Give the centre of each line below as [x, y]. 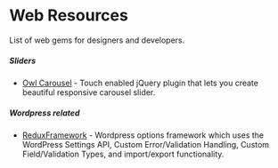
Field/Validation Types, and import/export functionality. [123, 154]
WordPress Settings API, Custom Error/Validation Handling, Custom [146, 144]
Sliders [23, 60]
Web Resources [69, 16]
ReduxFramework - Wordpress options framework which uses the [143, 135]
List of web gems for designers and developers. [97, 40]
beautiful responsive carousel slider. [89, 92]
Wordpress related [45, 113]
